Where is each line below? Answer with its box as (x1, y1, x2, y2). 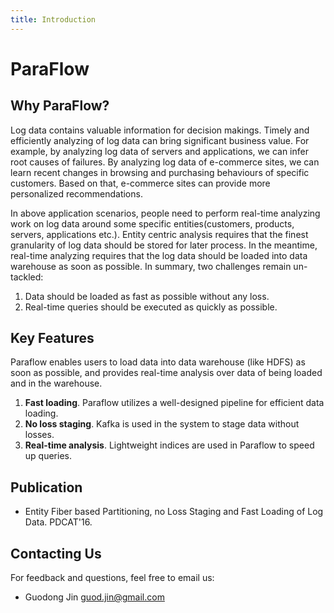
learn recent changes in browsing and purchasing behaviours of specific (10, 166, 310, 178)
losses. (24, 429, 55, 441)
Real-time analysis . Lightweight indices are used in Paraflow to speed (24, 439, 315, 451)
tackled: (10, 271, 44, 283)
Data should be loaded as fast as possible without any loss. (24, 290, 270, 302)
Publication (10, 479, 83, 496)
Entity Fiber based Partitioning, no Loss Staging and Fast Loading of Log (24, 506, 324, 518)
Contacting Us (10, 545, 102, 562)
